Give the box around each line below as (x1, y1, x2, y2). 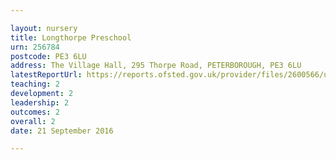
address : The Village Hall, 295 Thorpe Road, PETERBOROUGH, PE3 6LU (10, 61, 302, 71)
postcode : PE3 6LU (10, 51, 87, 61)
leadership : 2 (10, 97, 70, 108)
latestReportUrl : (10, 70, 83, 80)
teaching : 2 (10, 79, 60, 90)
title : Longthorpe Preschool (10, 32, 132, 43)
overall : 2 (10, 116, 56, 126)
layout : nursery (10, 23, 78, 33)
